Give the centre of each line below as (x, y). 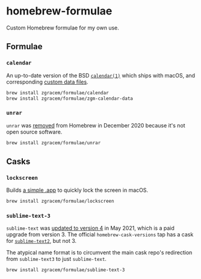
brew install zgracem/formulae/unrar (54, 143)
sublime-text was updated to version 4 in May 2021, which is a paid (90, 228)
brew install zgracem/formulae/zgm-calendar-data (70, 98)
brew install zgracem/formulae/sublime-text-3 (66, 270)
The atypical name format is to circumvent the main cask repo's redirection (99, 253)
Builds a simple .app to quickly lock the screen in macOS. (77, 190)
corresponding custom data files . (47, 82)
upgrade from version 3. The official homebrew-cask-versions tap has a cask (100, 235)
